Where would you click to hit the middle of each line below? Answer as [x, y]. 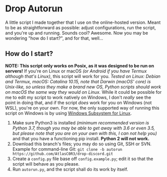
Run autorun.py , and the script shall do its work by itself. [70, 169]
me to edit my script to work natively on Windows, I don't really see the [78, 97]
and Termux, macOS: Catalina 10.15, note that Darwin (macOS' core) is [78, 81]
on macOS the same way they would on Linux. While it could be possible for [83, 92]
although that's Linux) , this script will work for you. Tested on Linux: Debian [83, 76]
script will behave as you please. [46, 164]
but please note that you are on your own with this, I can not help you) [84, 133]
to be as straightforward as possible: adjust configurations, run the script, [81, 27]
